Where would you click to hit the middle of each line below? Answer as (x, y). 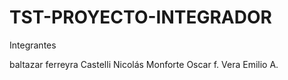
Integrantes (33, 45)
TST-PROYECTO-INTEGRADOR (140, 17)
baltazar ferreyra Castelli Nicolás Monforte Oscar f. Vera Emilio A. (144, 64)
